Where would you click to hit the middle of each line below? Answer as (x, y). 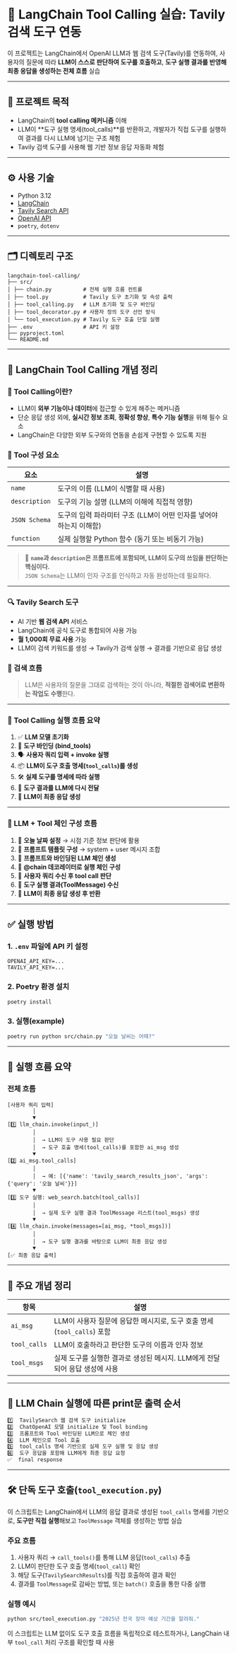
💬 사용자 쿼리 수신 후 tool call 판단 (64, 875)
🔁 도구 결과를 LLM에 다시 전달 (58, 788)
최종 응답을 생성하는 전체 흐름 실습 (54, 71)
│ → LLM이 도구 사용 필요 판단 (73, 1140)
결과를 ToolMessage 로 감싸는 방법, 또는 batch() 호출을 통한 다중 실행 (111, 1584)
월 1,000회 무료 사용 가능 (52, 639)
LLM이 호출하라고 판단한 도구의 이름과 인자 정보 (128, 1345)
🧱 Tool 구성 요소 (33, 455)
